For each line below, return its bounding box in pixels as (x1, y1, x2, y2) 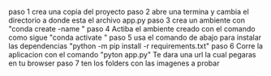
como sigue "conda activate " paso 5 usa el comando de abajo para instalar (8, 32, 262, 42)
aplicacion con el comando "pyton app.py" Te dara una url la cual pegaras (8, 50, 256, 59)
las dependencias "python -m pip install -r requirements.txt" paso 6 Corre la (8, 41, 264, 51)
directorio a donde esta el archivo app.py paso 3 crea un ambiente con (8, 15, 246, 25)
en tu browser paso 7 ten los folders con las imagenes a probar (8, 58, 220, 68)
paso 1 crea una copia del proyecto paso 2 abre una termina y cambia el (8, 7, 249, 16)
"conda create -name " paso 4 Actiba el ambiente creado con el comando (8, 24, 256, 33)
